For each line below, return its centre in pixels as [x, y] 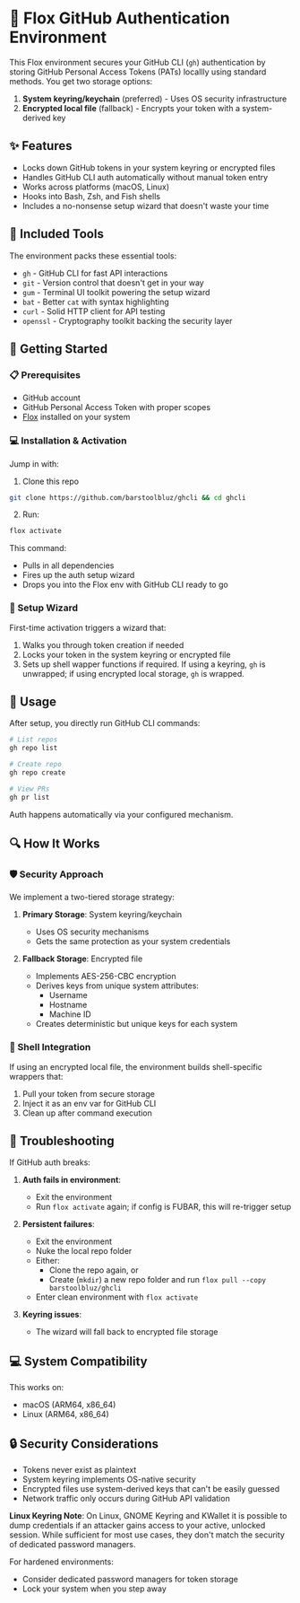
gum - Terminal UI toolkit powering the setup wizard [116, 292]
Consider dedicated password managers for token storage [130, 1580]
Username [68, 995]
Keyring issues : [52, 1315]
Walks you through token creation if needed [103, 644]
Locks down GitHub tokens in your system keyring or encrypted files [149, 167]
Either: [47, 1261]
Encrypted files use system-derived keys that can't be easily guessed [151, 1489]
